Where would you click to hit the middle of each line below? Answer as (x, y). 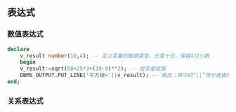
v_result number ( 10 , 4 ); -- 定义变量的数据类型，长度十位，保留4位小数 (114, 56)
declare (19, 49)
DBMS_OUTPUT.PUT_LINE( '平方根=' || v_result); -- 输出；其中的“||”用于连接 (123, 76)
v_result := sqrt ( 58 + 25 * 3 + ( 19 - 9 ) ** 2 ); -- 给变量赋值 (93, 69)
